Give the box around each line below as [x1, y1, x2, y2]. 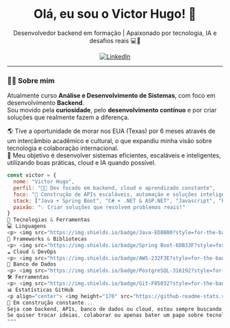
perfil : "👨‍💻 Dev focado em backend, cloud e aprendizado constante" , [13, 184, 216, 191]
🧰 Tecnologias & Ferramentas [7, 216, 90, 223]
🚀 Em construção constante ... [7, 299, 94, 306]
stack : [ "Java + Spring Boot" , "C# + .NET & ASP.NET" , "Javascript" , [13, 197, 216, 204]
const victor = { [7, 172, 57, 179]
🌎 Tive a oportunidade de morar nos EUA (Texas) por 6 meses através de [7, 127, 216, 136]
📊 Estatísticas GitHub [7, 286, 74, 293]
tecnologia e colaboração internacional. [7, 144, 119, 153]
